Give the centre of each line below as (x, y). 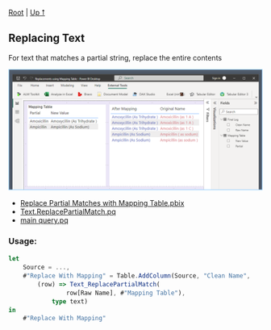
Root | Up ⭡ (27, 13)
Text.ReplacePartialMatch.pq (68, 211)
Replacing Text (47, 38)
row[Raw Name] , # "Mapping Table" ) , (125, 293)
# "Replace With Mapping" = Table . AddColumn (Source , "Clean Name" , (137, 276)
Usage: (23, 240)
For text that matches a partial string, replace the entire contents (115, 57)
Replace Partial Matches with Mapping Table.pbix (102, 203)
